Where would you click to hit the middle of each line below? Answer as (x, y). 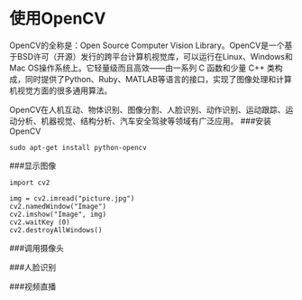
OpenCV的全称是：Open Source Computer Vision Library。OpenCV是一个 (147, 45)
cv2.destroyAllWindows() (56, 230)
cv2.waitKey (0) (40, 222)
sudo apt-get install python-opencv (78, 147)
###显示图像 (33, 165)
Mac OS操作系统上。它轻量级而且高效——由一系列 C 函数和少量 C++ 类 (142, 68)
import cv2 (30, 183)
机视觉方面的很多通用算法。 (61, 90)
